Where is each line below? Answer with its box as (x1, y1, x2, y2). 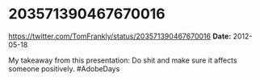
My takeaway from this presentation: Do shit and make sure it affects (8, 55, 237, 65)
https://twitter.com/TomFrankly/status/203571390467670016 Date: (8, 31, 232, 41)
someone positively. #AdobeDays (8, 63, 120, 73)
